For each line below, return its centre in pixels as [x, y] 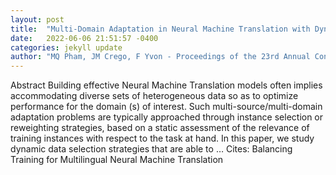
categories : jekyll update [66, 47]
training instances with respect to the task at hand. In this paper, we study [162, 138]
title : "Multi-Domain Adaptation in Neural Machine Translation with [160, 29]
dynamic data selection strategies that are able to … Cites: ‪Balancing [151, 149]
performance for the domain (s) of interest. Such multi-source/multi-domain [166, 107]
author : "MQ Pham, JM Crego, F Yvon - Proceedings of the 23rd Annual [160, 57]
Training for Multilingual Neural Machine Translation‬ [117, 160]
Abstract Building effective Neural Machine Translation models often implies [166, 85]
